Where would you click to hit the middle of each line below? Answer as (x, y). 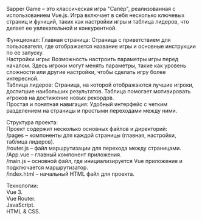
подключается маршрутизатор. (47, 167)
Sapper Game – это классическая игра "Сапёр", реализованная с (91, 9)
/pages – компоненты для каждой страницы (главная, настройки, (91, 135)
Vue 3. (15, 192)
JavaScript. (21, 205)
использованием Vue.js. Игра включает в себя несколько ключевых (96, 15)
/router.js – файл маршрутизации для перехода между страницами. (94, 148)
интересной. (23, 78)
